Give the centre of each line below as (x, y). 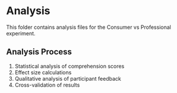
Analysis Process (39, 52)
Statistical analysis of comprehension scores (69, 66)
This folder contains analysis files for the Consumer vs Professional (88, 27)
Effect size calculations (43, 72)
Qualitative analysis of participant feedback (68, 78)
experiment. (21, 33)
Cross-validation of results (47, 85)
